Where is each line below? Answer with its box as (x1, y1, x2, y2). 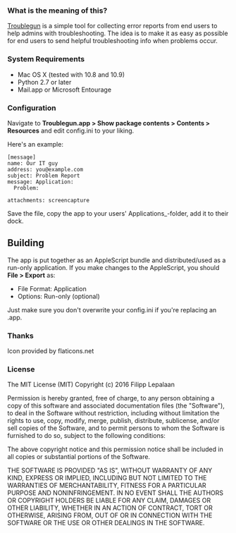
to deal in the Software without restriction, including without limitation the (7, 409, 220, 417)
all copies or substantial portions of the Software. (7, 453, 150, 461)
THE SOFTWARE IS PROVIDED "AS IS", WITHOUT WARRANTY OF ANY (7, 466, 213, 474)
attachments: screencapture (7, 197, 90, 204)
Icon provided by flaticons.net (7, 347, 94, 355)
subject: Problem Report (7, 172, 80, 179)
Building (7, 237, 44, 249)
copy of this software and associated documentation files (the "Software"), (7, 401, 225, 410)
